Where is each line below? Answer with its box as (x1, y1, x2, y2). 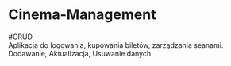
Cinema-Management (8, 6, 156, 24)
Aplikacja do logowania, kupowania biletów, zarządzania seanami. (8, 40, 224, 49)
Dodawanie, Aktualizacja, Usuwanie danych (8, 49, 152, 58)
